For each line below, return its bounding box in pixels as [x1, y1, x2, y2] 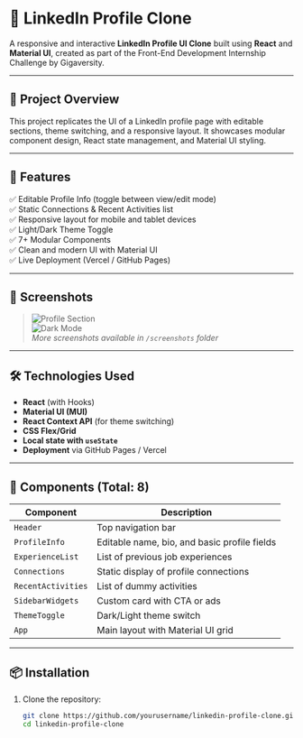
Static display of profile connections [96, 566, 250, 577]
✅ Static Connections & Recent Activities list [9, 203, 174, 215]
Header [14, 522, 42, 532]
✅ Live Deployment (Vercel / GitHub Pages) [9, 254, 171, 265]
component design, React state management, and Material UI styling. [9, 134, 267, 145]
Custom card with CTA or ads [96, 595, 221, 607]
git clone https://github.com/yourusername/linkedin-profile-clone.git [22, 711, 298, 720]
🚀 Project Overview [9, 92, 120, 107]
